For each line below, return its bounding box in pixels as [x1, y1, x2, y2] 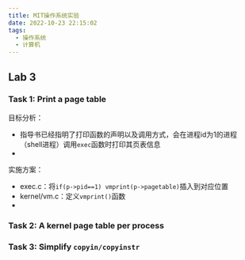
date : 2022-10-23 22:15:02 [8, 19, 98, 27]
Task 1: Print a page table [8, 94, 107, 105]
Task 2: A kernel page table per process [8, 220, 165, 231]
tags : [8, 26, 26, 34]
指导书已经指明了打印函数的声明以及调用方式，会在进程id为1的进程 [19, 130, 238, 139]
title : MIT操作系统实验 [8, 11, 79, 20]
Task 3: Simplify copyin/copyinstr [8, 241, 140, 252]
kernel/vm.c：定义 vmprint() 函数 [19, 191, 126, 201]
